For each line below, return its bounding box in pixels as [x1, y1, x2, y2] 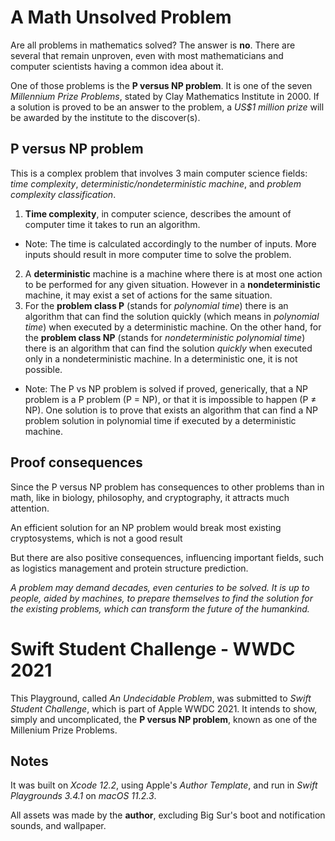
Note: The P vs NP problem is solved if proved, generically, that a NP [24, 382, 308, 395]
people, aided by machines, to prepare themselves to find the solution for [10, 592, 313, 604]
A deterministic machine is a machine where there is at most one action [24, 267, 323, 280]
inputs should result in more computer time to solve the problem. [24, 248, 292, 260]
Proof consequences [10, 454, 143, 471]
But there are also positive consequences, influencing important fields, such [10, 551, 325, 563]
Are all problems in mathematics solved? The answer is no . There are [10, 39, 296, 51]
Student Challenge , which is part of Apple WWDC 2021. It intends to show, [10, 702, 318, 715]
